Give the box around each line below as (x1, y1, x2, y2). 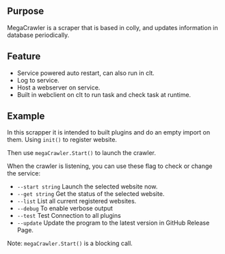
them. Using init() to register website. (7, 136, 118, 144)
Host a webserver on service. (16, 83, 101, 91)
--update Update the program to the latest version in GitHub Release (16, 218, 210, 227)
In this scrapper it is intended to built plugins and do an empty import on (7, 128, 211, 137)
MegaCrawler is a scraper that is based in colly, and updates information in (7, 23, 219, 31)
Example (7, 111, 45, 122)
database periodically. (7, 31, 70, 39)
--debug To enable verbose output (16, 204, 113, 212)
